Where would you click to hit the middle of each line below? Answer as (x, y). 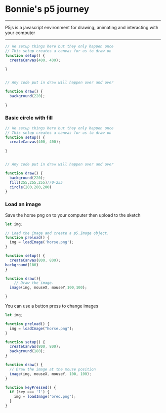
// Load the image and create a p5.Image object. (57, 233)
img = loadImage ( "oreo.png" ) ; (45, 397)
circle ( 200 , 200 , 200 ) (31, 187)
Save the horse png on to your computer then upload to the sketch (73, 215)
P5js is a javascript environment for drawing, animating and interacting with (82, 27)
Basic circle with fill (29, 118)
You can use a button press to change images (52, 306)
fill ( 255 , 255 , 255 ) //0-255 (36, 182)
